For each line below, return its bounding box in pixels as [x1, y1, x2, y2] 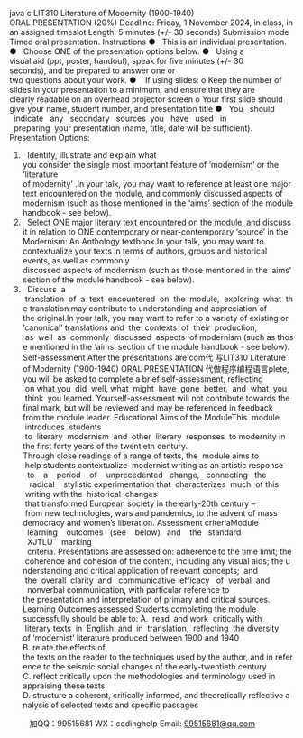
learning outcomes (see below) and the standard [26, 527, 242, 538]
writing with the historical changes [24, 489, 158, 499]
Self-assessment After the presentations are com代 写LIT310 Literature [22, 352, 287, 363]
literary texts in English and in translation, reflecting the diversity [24, 623, 280, 633]
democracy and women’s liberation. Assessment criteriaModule [22, 518, 259, 528]
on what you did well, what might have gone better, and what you [24, 383, 288, 393]
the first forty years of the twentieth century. [22, 441, 188, 451]
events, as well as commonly [22, 255, 130, 265]
